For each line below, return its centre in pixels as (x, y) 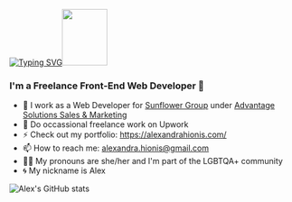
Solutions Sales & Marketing (75, 115)
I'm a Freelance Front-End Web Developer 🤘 (107, 86)
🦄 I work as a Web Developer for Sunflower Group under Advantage (149, 106)
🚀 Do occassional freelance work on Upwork (105, 124)
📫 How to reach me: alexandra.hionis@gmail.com (116, 148)
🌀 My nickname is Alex (64, 170)
